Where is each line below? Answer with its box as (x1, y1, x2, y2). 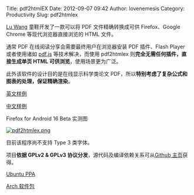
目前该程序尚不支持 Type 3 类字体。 (6, 139, 93, 146)
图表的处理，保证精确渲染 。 (6, 78, 73, 85)
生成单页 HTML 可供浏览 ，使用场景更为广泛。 (11, 58, 122, 65)
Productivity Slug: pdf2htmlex (6, 11, 78, 18)
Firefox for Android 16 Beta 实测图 (6, 115, 88, 122)
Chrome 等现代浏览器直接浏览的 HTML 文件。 (6, 31, 117, 38)
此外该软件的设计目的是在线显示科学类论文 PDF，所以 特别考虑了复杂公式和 (6, 70, 188, 77)
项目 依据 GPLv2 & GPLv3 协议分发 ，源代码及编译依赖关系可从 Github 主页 (6, 152, 183, 158)
